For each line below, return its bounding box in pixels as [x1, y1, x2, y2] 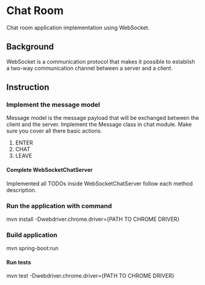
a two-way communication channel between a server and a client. [6, 64, 173, 72]
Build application [6, 231, 58, 239]
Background [6, 42, 54, 52]
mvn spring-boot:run [6, 245, 59, 252]
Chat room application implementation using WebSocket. [6, 24, 150, 31]
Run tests [6, 258, 31, 266]
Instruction [6, 82, 50, 92]
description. [6, 186, 37, 193]
